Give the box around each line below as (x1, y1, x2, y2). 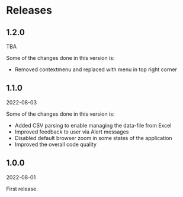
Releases (6, 4, 52, 17)
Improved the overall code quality (14, 141, 97, 148)
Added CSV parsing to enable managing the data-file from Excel (14, 122, 172, 129)
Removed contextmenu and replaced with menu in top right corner (14, 66, 178, 73)
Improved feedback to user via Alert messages (14, 128, 129, 135)
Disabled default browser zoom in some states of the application (14, 134, 173, 141)
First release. (6, 185, 38, 192)
